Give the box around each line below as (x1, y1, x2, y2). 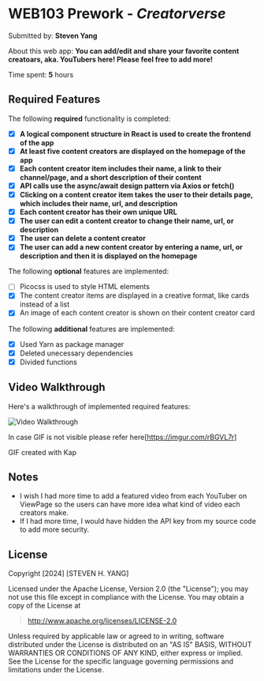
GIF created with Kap (8, 447, 77, 457)
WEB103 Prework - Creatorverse (8, 5, 226, 23)
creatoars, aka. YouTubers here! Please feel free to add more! (8, 55, 213, 64)
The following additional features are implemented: (8, 324, 175, 333)
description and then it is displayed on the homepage (19, 251, 198, 261)
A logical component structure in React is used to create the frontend (19, 129, 251, 138)
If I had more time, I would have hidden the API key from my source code (19, 517, 256, 526)
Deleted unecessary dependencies (19, 348, 134, 358)
